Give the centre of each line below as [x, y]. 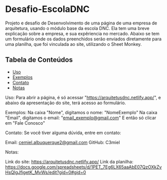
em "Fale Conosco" [25, 123]
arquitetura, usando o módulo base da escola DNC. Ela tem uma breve [77, 28]
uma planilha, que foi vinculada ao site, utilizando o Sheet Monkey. [74, 44]
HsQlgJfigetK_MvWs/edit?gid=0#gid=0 [46, 172]
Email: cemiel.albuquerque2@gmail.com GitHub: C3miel [63, 142]
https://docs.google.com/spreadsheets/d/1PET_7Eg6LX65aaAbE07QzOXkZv [83, 167]
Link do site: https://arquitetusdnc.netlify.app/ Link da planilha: [69, 162]
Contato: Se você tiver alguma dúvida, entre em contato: [63, 133]
